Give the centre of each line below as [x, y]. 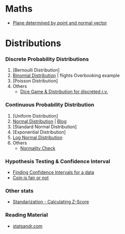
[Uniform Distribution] [35, 116]
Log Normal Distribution [37, 137]
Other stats [19, 190]
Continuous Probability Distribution [50, 105]
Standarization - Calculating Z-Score [51, 202]
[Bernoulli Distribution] [36, 70]
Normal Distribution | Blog [39, 121]
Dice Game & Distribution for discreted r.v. [64, 92]
